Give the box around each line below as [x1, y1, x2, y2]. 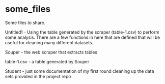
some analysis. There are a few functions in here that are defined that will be [5, 34, 160, 40]
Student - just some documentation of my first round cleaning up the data [5, 68, 154, 74]
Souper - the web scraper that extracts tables [5, 49, 97, 55]
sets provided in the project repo [5, 73, 71, 79]
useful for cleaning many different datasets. [5, 39, 93, 45]
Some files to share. [5, 20, 46, 26]
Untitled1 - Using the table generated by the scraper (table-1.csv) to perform [5, 29, 160, 35]
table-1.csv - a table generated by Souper [5, 58, 89, 64]
